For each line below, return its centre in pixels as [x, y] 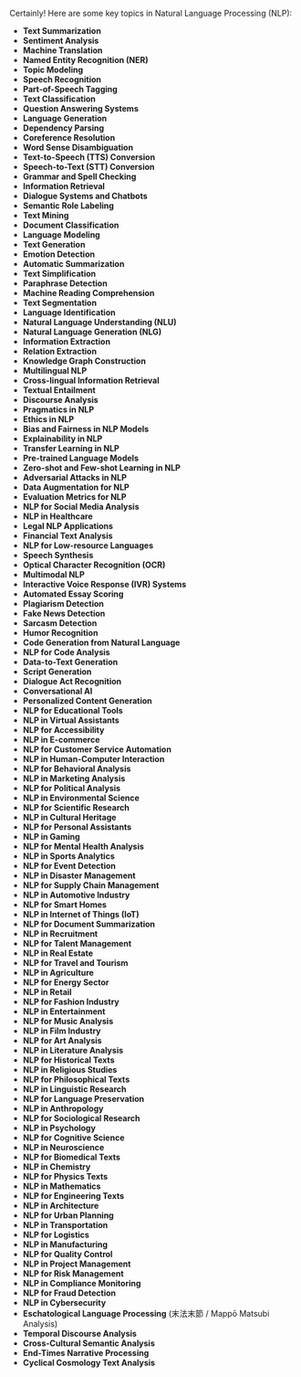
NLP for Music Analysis [68, 1021]
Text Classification [59, 99]
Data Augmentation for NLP [76, 487]
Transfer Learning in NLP [71, 448]
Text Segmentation [60, 302]
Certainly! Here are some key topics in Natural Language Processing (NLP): [151, 13]
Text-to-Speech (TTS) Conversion [89, 157]
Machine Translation [62, 50]
